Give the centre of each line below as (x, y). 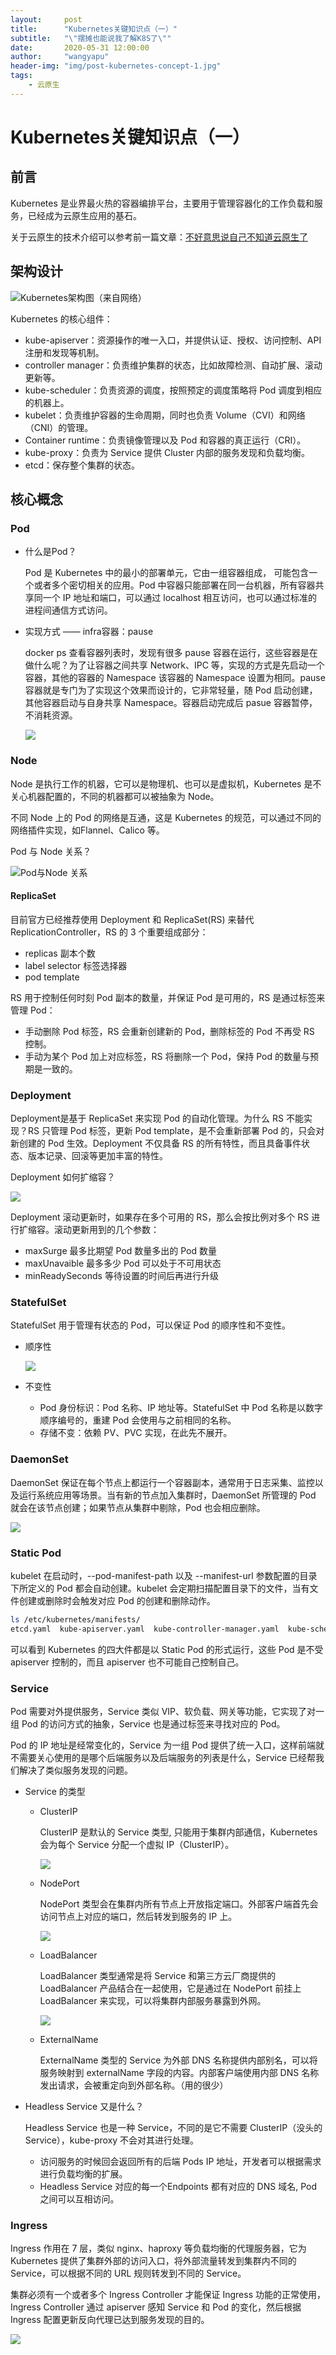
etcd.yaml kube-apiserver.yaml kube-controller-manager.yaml (145, 1629)
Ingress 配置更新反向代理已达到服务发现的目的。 (110, 2320)
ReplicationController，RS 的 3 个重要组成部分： (109, 932)
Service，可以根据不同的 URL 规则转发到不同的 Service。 (128, 2273)
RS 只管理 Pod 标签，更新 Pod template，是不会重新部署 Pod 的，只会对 (176, 1131)
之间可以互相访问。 (79, 2198)
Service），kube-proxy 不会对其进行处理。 (112, 2140)
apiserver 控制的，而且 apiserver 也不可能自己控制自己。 (127, 1662)
